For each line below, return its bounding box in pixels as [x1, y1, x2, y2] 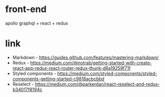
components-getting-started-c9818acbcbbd [12, 75, 104, 81]
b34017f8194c [12, 86, 43, 92]
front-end [5, 4, 47, 15]
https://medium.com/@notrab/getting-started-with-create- [30, 59, 152, 66]
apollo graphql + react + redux [5, 20, 69, 26]
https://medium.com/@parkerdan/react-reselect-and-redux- [35, 81, 160, 87]
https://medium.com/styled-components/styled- [57, 70, 157, 76]
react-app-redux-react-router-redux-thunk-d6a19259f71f [12, 65, 131, 71]
